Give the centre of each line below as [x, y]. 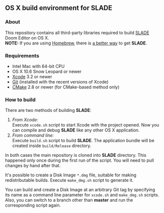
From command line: [33, 135]
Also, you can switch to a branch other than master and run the [69, 200]
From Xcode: [25, 120]
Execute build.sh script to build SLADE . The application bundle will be [83, 141]
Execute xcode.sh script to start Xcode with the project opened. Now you [86, 125]
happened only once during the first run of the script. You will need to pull [80, 160]
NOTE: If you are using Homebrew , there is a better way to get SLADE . [76, 43]
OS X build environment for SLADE [59, 8]
